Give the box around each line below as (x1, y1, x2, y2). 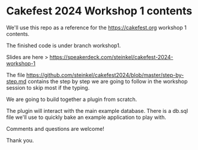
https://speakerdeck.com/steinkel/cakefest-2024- (49, 53, 173, 60)
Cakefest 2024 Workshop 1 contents (6, 4, 193, 18)
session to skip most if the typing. (6, 84, 90, 91)
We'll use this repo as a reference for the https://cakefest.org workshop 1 (6, 24, 187, 31)
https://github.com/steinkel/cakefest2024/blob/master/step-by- (26, 71, 184, 78)
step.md (6, 78, 27, 85)
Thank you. (6, 136, 34, 144)
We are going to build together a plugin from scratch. (6, 96, 137, 103)
